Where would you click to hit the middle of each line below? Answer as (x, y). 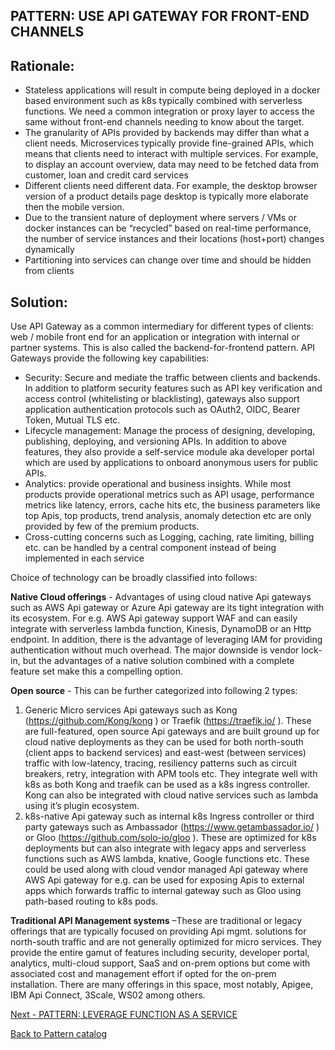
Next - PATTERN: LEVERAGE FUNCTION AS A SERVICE (124, 1015)
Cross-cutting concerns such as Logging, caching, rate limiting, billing (169, 537)
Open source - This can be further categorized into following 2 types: (154, 691)
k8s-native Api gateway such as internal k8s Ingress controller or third (169, 816)
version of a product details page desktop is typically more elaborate (166, 196)
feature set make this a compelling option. (96, 671)
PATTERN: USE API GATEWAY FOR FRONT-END (160, 16)
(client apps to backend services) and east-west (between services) (165, 753)
